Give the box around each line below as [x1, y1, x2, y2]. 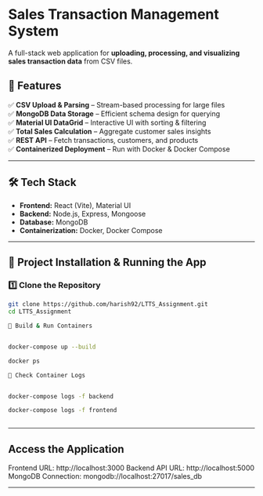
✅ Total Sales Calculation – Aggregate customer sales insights [8, 126, 211, 136]
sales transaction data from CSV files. [8, 57, 133, 66]
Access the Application [8, 442, 124, 456]
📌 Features [8, 79, 62, 93]
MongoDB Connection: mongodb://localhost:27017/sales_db [8, 472, 202, 481]
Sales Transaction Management [8, 5, 219, 24]
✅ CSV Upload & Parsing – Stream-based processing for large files [8, 100, 225, 109]
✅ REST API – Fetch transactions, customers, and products [8, 135, 199, 144]
